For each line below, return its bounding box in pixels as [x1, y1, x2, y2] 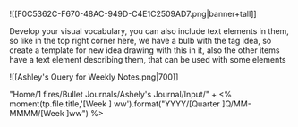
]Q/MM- [222, 98, 252, 109]
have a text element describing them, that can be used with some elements [9, 55, 286, 64]
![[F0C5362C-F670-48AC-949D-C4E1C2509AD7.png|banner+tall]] [9, 9, 257, 19]
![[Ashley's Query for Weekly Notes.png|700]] [9, 72, 179, 82]
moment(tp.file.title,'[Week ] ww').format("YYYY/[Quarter [9, 98, 221, 109]
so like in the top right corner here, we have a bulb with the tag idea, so [9, 36, 272, 46]
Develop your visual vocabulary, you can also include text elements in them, [9, 26, 289, 36]
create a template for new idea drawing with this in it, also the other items [9, 45, 280, 55]
